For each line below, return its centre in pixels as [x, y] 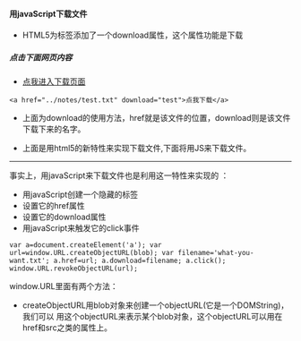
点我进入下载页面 [54, 81]
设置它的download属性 [64, 217]
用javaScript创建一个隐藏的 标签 [80, 195]
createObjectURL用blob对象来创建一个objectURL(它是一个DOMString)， [155, 305]
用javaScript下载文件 [48, 13]
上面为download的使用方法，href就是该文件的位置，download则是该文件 [156, 118]
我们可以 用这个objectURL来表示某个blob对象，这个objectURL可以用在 [152, 317]
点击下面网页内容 [41, 57]
